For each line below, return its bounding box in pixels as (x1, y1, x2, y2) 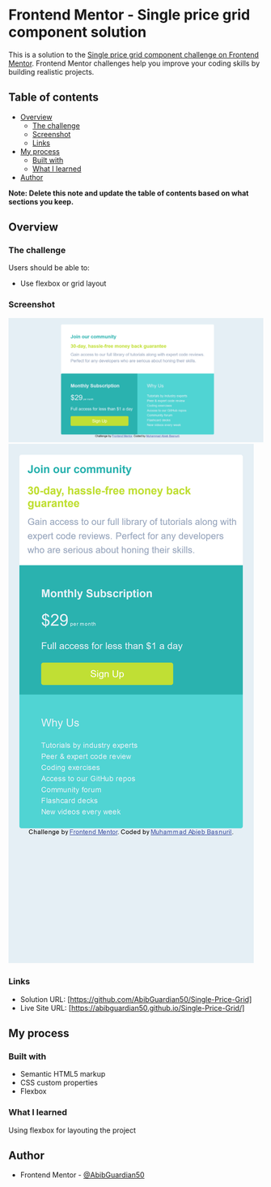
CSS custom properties (19, 1077, 99, 1088)
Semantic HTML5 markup (19, 1069, 106, 1079)
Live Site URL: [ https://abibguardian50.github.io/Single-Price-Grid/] (19, 1003, 245, 1013)
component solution (8, 23, 147, 41)
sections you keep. (8, 196, 74, 206)
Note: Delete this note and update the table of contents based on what (8, 188, 249, 198)
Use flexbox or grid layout (19, 278, 107, 289)
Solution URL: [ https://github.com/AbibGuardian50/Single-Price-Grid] (19, 994, 252, 1004)
